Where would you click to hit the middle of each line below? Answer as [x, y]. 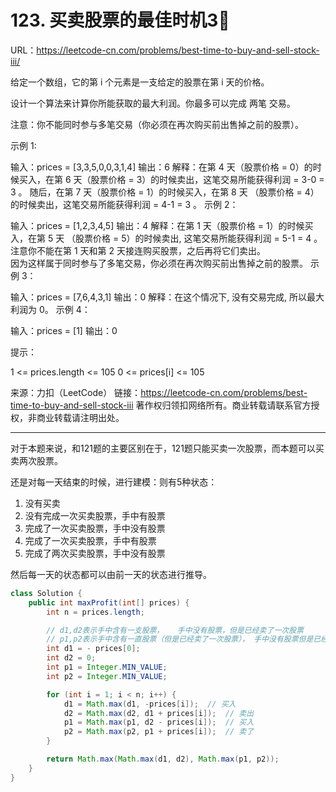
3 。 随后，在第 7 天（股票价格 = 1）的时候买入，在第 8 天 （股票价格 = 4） [165, 192]
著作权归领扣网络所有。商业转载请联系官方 [223, 405]
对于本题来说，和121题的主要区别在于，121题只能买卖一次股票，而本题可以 [163, 448]
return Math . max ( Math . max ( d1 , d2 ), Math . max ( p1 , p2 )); [163, 759]
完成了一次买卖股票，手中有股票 [90, 540]
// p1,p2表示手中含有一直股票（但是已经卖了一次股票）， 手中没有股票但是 [180, 639]
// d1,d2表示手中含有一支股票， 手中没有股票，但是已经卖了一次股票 [175, 630]
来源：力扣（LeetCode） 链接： [76, 392]
